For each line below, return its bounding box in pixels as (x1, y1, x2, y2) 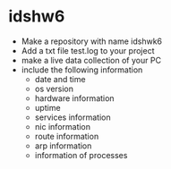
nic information (34, 121, 91, 131)
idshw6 (8, 6, 65, 27)
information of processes (34, 149, 128, 160)
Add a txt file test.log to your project (21, 45, 155, 55)
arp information (34, 140, 92, 151)
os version (34, 83, 73, 94)
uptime (34, 102, 61, 113)
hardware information (34, 92, 115, 104)
